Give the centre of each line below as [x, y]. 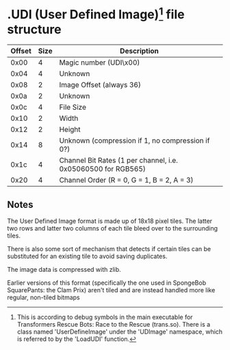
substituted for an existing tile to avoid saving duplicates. [87, 256]
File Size [73, 107]
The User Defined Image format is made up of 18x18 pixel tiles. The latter [110, 221]
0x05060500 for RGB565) [102, 169]
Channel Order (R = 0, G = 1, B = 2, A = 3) [126, 180]
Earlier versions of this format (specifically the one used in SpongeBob [107, 283]
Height [70, 130]
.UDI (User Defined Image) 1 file [96, 13]
